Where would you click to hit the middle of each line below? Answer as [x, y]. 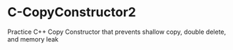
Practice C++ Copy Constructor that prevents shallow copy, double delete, [117, 32]
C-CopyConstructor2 [72, 12]
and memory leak [33, 39]
